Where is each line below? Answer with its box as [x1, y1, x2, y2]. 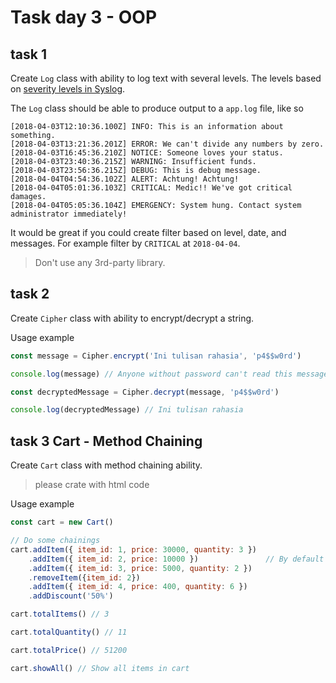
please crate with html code [34, 479, 150, 491]
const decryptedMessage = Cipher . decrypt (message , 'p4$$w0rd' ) [10, 387, 280, 397]
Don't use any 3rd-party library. [34, 257, 166, 268]
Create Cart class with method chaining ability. [10, 459, 203, 471]
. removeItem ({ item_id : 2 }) [28, 572, 141, 583]
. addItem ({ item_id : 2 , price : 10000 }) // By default [28, 554, 325, 564]
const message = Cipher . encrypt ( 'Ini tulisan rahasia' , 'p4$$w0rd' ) [10, 351, 302, 361]
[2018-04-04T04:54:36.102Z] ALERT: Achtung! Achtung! [10, 174, 240, 184]
